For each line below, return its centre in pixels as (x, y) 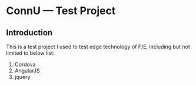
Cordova (25, 64)
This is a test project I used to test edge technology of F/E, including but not (98, 47)
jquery (22, 77)
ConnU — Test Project (61, 11)
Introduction (29, 33)
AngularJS (27, 71)
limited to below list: (30, 53)
